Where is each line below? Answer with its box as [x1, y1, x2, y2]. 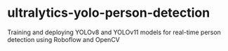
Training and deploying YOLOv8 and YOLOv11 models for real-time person [7, 28, 221, 36]
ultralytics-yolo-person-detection [7, 5, 210, 21]
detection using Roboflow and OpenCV [7, 35, 121, 43]
